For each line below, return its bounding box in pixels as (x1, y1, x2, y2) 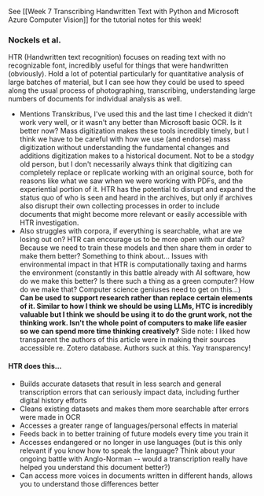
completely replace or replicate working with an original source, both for (19, 168, 254, 178)
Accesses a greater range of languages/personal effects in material (19, 421, 238, 430)
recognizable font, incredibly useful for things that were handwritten (8, 61, 229, 70)
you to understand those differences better (19, 479, 159, 488)
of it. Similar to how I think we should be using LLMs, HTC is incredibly (19, 302, 253, 311)
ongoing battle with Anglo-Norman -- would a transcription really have (19, 454, 248, 463)
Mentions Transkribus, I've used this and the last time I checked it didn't (19, 109, 253, 119)
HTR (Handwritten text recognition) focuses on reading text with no (8, 53, 226, 62)
